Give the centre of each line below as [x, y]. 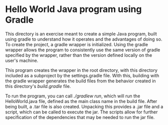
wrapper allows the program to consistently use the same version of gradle [83, 50]
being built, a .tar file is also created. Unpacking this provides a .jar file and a [84, 106]
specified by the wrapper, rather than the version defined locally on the [79, 55]
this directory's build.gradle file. [38, 86]
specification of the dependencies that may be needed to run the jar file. [80, 117]
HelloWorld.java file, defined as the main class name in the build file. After [81, 101]
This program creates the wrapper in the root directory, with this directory [81, 70]
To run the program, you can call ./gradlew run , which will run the [73, 96]
